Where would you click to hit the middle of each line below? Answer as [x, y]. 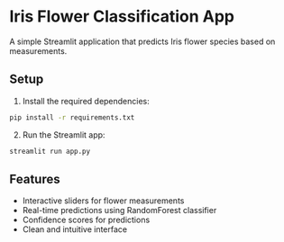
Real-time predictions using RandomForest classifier [119, 211]
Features [35, 179]
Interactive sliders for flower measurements [103, 201]
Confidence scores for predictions [86, 220]
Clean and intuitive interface [75, 229]
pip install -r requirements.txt [72, 117]
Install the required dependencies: [86, 101]
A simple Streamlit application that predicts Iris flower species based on [142, 41]
